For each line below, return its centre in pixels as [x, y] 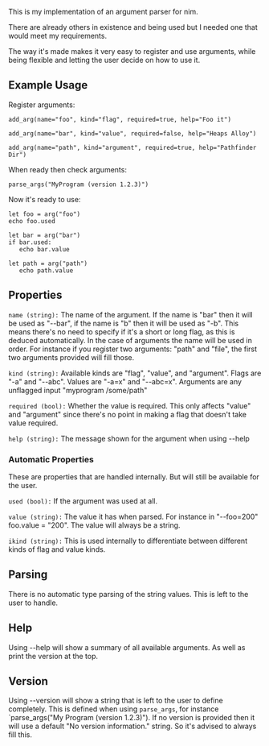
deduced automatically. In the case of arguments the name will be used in [130, 340]
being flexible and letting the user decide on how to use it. [104, 60]
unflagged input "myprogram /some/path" [78, 390]
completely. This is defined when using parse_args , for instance [114, 709]
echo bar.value [44, 249]
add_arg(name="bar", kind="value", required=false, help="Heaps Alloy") [132, 133]
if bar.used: [30, 242]
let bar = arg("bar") [45, 235]
